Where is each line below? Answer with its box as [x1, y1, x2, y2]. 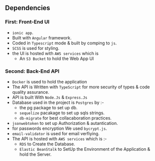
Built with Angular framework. [12, 35, 72, 40]
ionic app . [12, 29, 34, 36]
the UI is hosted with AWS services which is [12, 50, 99, 56]
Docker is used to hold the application [12, 79, 87, 84]
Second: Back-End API [5, 68, 59, 75]
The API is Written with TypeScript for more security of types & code [12, 84, 150, 90]
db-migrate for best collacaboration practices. [19, 115, 112, 121]
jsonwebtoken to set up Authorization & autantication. [12, 120, 118, 126]
